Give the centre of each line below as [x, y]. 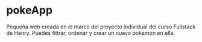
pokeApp [30, 10]
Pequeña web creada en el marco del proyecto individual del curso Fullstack [101, 27]
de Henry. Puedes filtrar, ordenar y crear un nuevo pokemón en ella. [91, 33]
